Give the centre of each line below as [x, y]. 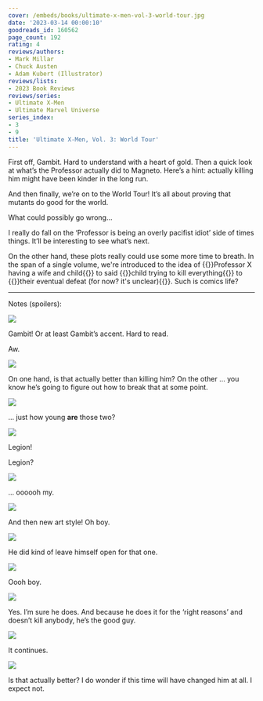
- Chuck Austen [33, 67]
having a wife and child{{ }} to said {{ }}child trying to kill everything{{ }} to [125, 272]
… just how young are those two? [62, 417]
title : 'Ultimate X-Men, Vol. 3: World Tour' [83, 139]
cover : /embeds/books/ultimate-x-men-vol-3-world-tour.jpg [106, 15]
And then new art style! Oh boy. [59, 522]
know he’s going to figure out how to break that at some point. [108, 387]
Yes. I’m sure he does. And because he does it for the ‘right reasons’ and [125, 612]
